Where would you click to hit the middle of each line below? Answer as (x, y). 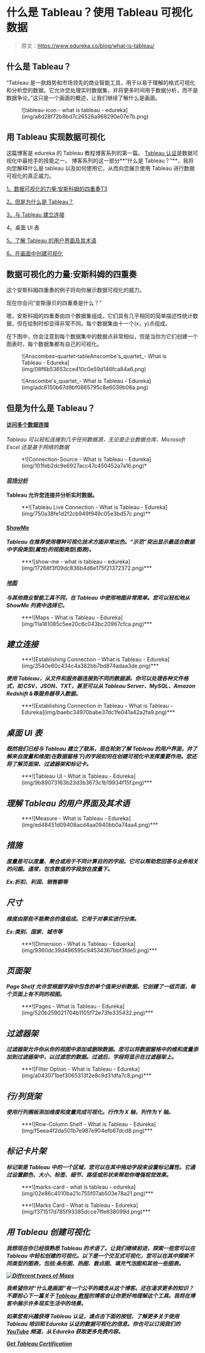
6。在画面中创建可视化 (35, 253)
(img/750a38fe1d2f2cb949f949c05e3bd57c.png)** (86, 514)
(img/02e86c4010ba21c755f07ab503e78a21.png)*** (88, 1193)
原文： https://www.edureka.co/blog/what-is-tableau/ (88, 46)
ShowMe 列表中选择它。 (37, 605)
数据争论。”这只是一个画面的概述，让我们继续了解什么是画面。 (84, 97)
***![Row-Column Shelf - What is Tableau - (77, 1124)
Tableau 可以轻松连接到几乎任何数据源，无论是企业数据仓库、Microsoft (96, 439)
